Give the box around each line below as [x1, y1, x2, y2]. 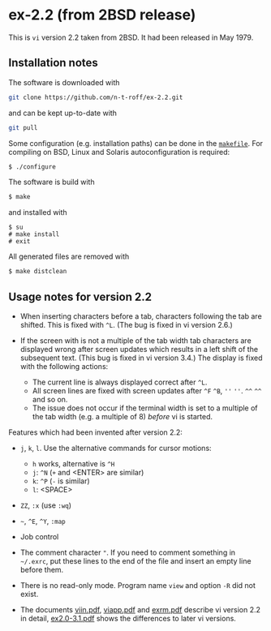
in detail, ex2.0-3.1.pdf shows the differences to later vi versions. [19, 613, 237, 623]
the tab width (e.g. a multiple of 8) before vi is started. [32, 411, 213, 421]
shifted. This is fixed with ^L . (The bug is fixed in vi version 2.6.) [19, 320, 233, 329]
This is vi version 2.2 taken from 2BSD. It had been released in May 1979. [8, 32, 254, 42]
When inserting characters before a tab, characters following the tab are [19, 311, 262, 321]
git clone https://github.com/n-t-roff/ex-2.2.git [8, 93, 183, 101]
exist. [19, 589, 39, 599]
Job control [19, 531, 59, 541]
